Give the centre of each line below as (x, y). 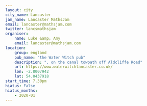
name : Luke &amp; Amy (37, 39)
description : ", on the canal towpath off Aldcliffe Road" (79, 62)
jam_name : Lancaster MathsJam (38, 19)
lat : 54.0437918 (32, 76)
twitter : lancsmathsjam (31, 29)
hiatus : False (20, 86)
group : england (31, 52)
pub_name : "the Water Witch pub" (50, 57)
